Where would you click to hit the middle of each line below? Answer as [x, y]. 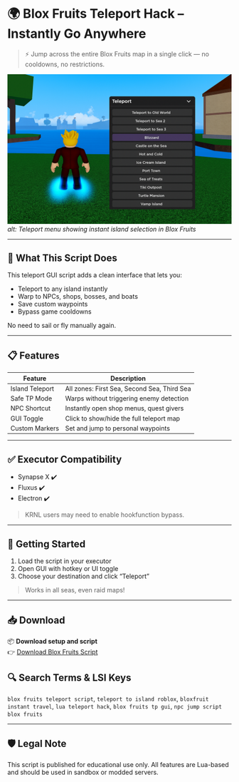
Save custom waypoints [53, 304]
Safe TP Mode [31, 398]
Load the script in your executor [64, 561]
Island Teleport [32, 389]
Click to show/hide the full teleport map [122, 418]
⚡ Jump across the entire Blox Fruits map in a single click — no [117, 53]
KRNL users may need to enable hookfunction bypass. [105, 515]
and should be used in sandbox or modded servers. [83, 772]
